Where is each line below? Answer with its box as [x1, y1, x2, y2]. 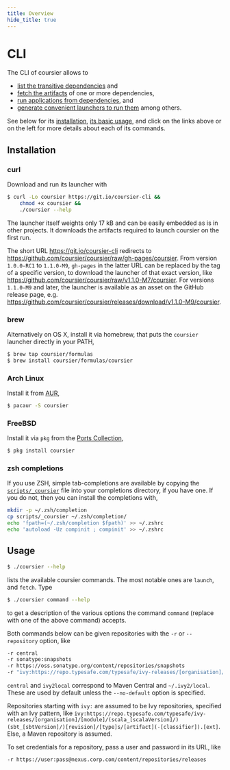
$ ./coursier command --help [7, 596, 90, 603]
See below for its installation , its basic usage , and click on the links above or [7, 117, 222, 125]
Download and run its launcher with [7, 180, 107, 189]
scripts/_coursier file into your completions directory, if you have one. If [7, 486, 214, 494]
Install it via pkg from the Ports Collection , [7, 434, 124, 442]
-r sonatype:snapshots [7, 656, 72, 663]
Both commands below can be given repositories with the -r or [7, 629, 185, 638]
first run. [7, 233, 31, 241]
